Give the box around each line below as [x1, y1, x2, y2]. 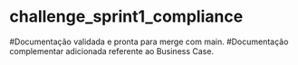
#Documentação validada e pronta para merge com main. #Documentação [9, 36, 289, 47]
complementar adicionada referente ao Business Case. [9, 45, 215, 56]
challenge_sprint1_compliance [9, 6, 244, 27]
